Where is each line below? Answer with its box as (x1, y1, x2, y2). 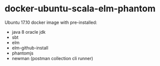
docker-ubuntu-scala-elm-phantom (4, 3, 156, 14)
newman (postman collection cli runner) (11, 55, 94, 61)
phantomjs (11, 50, 34, 56)
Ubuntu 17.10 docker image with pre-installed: (4, 19, 98, 25)
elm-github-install (11, 45, 49, 51)
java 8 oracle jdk (11, 29, 46, 35)
